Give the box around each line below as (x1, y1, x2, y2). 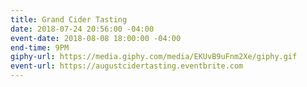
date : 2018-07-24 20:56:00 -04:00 (10, 24, 155, 34)
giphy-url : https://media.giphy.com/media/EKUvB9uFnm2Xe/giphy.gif (10, 52, 298, 62)
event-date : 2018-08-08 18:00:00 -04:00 (10, 33, 182, 43)
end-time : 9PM (10, 42, 70, 53)
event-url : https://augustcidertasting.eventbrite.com (10, 61, 244, 71)
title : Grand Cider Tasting (10, 14, 128, 25)
